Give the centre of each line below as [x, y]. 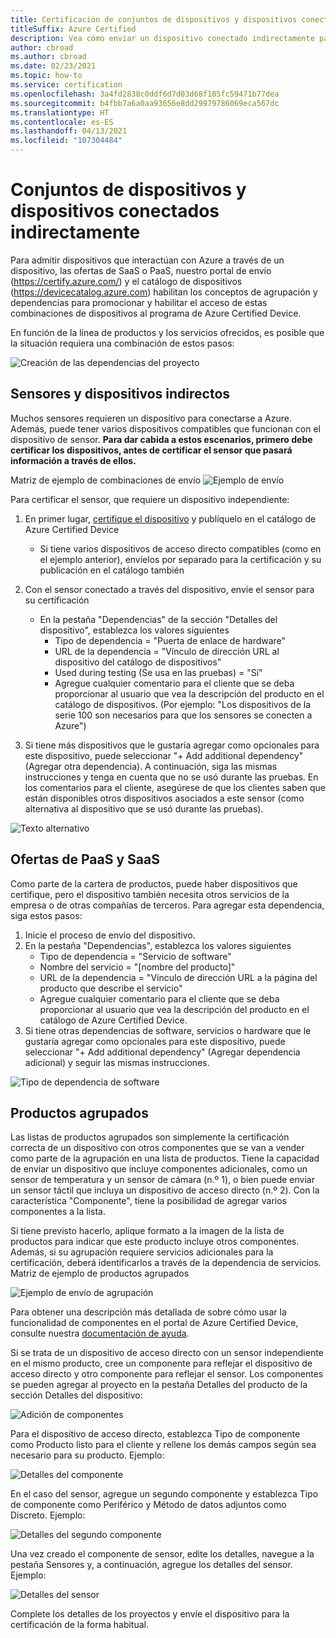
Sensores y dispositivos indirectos [120, 394]
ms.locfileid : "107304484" [66, 141]
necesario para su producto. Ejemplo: [87, 1455]
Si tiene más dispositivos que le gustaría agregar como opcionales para [172, 745]
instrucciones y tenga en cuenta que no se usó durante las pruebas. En [171, 777]
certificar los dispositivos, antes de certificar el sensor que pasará [151, 450]
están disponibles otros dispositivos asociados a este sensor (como [164, 798]
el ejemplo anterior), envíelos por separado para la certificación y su [180, 559]
